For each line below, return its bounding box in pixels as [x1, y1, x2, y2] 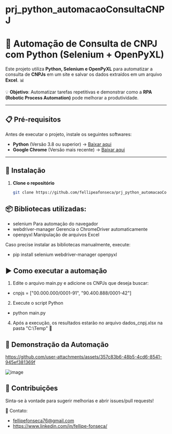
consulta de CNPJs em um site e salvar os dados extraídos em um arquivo [5, 71, 162, 77]
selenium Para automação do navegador [12, 221, 98, 227]
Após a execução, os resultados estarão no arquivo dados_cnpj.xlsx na [12, 320, 163, 326]
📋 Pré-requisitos [5, 115, 61, 124]
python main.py [12, 310, 46, 316]
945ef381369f [5, 359, 36, 365]
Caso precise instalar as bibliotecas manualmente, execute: [5, 242, 131, 248]
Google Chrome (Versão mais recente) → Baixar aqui [12, 146, 125, 152]
